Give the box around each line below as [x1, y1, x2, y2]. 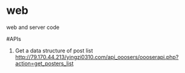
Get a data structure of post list [15, 46, 93, 54]
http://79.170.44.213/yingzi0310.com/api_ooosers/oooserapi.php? [15, 53, 179, 60]
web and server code [6, 24, 59, 31]
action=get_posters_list [15, 60, 74, 67]
